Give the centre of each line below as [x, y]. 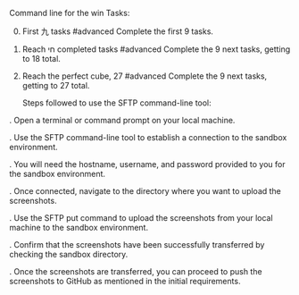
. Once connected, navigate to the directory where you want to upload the [145, 191]
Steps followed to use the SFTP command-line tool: [116, 103]
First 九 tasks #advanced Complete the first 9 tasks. [118, 31]
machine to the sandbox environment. [79, 228]
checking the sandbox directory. [69, 254]
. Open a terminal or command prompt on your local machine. [122, 120]
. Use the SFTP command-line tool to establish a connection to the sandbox [148, 137]
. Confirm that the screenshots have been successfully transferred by [137, 244]
